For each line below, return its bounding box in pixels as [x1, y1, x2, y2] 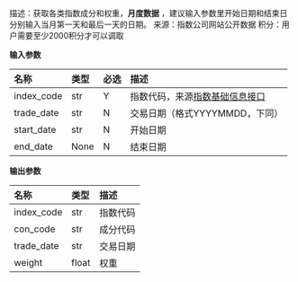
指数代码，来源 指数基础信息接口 [130, 91, 266, 102]
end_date [14, 140, 54, 153]
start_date [14, 124, 57, 136]
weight [14, 257, 43, 269]
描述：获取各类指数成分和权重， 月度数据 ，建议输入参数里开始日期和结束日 [9, 8, 288, 18]
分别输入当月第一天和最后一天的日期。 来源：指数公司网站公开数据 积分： [9, 19, 282, 30]
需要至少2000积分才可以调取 [16, 31, 124, 40]
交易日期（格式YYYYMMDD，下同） [130, 107, 284, 119]
